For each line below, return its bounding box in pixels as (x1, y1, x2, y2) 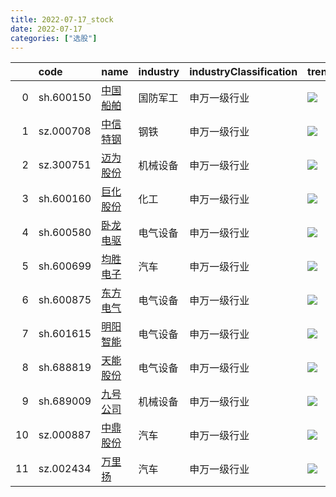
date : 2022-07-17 (10, 24, 83, 34)
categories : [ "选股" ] (10, 33, 98, 43)
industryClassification (189, 65, 298, 79)
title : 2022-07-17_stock (10, 14, 114, 25)
